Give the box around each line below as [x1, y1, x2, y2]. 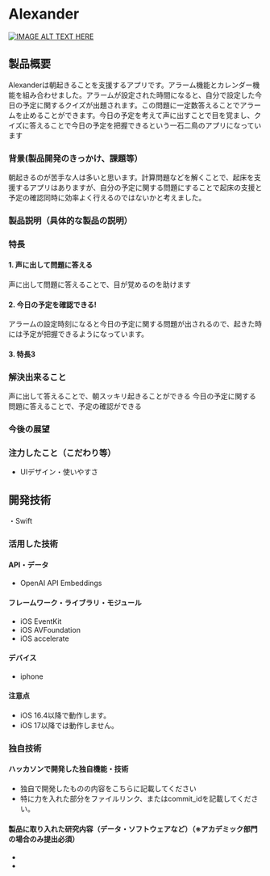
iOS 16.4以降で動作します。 [19, 710, 111, 720]
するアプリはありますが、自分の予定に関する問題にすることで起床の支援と [15, 183, 263, 192]
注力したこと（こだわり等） [8, 448, 116, 459]
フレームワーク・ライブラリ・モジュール [8, 597, 143, 607]
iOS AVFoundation [19, 625, 81, 634]
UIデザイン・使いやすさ [19, 467, 98, 477]
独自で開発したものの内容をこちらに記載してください [19, 784, 197, 794]
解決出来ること [8, 371, 67, 382]
